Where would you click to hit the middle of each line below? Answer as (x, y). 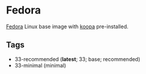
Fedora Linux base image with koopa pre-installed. (67, 26)
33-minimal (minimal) (40, 65)
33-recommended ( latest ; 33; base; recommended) (77, 59)
